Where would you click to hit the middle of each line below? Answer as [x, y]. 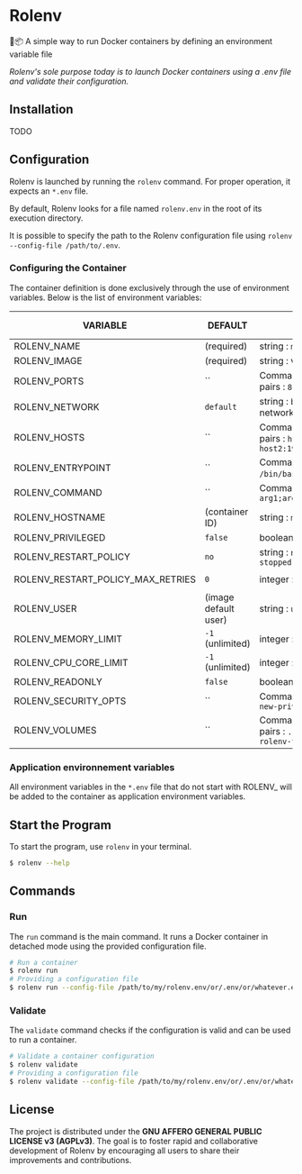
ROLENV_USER [45, 608]
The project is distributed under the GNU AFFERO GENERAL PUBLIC [136, 1131]
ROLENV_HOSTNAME [60, 517]
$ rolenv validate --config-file [72, 1081]
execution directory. [46, 218]
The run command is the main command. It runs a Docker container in [138, 936]
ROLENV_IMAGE [48, 360]
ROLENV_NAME [47, 346]
